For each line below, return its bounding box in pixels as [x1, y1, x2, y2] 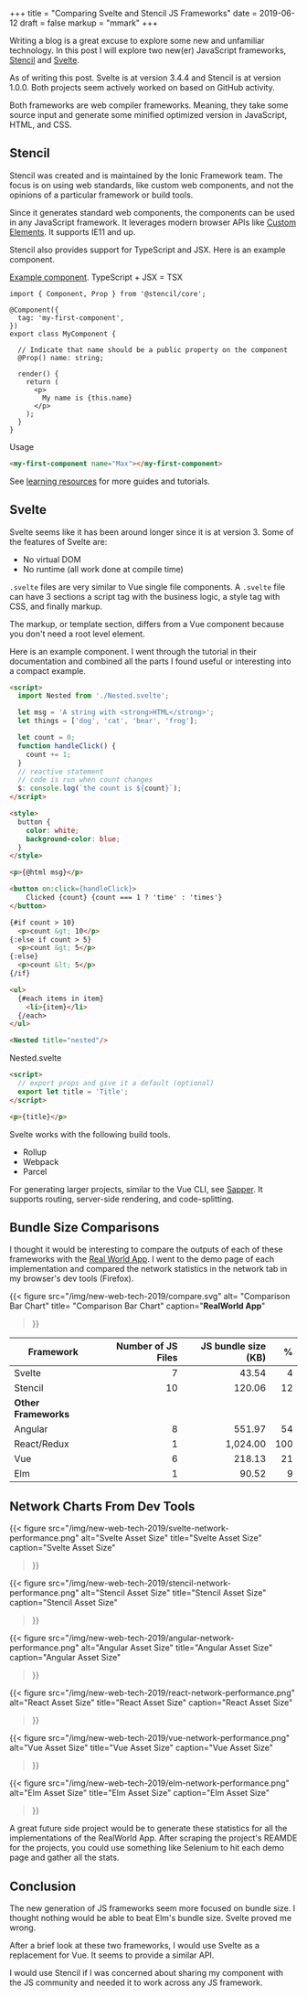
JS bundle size [200, 1340, 267, 1352]
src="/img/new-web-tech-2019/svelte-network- [48, 1522, 229, 1534]
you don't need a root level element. [9, 628, 145, 639]
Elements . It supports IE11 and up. [9, 226, 136, 237]
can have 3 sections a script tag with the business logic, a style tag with [9, 591, 281, 602]
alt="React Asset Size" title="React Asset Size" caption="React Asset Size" [9, 1697, 293, 1708]
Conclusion [9, 1878, 77, 1894]
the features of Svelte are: [9, 536, 108, 547]
